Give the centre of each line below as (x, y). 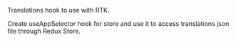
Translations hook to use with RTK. (58, 10)
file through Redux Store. (44, 31)
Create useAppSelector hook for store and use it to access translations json (118, 23)
